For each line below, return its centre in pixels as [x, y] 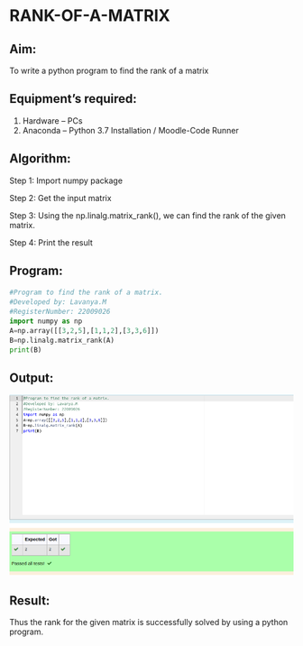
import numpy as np [46, 321]
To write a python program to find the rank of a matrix [109, 70]
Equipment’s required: [73, 99]
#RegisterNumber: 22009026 [60, 312]
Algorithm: [40, 159]
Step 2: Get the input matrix [60, 198]
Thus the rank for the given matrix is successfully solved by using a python [149, 623]
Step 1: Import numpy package [66, 180]
